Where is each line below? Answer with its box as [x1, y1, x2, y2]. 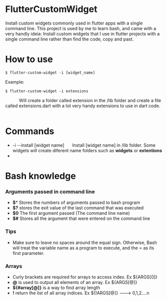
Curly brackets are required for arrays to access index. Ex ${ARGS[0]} [12, 274, 158, 280]
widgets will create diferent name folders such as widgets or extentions [12, 147, 162, 153]
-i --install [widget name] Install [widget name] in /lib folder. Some [12, 142, 156, 148]
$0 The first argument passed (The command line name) [12, 210, 130, 216]
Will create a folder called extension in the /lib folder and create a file [19, 97, 161, 103]
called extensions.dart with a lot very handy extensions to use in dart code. [5, 103, 160, 109]
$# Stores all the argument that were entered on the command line [12, 215, 150, 221]
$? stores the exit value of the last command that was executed [12, 205, 144, 211]
